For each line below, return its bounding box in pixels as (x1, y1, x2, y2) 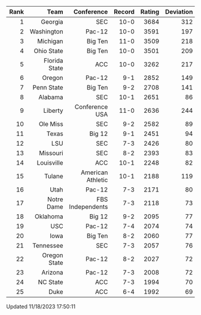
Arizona (41, 268, 64, 276)
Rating (140, 8, 160, 16)
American (80, 168, 108, 177)
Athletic (86, 176, 108, 184)
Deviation (165, 8, 193, 16)
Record (113, 8, 135, 16)
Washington (29, 27, 64, 35)
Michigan (37, 37, 64, 45)
